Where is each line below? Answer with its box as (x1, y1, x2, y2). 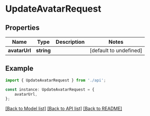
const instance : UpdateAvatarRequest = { (5, 87, 95, 92)
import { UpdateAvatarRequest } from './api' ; (5, 77, 106, 83)
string (36, 47, 51, 54)
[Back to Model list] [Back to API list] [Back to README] (5, 105, 122, 112)
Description (56, 39, 85, 45)
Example (5, 64, 34, 73)
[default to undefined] (89, 47, 143, 54)
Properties (5, 23, 40, 32)
